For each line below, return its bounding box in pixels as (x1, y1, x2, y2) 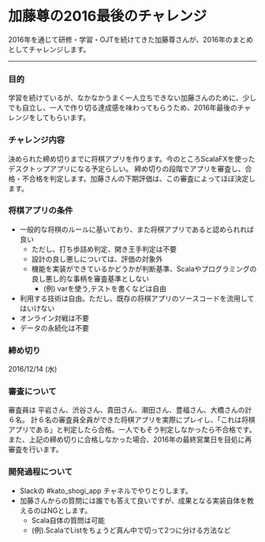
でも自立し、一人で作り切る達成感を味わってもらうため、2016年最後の (8, 103, 238, 113)
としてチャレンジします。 (8, 44, 91, 54)
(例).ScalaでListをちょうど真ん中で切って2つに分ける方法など (31, 525, 231, 535)
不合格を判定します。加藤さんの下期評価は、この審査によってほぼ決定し (21, 174, 256, 183)
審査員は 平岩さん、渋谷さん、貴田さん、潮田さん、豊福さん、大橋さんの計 (8, 406, 252, 415)
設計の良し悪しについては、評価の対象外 (31, 254, 163, 264)
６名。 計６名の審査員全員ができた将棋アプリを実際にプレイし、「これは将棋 (8, 415, 256, 424)
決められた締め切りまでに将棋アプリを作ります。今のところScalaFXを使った (8, 154, 256, 163)
